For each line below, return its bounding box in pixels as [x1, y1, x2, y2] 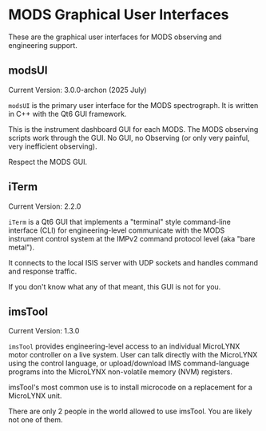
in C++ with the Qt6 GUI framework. [8, 109, 127, 118]
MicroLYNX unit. [8, 391, 62, 401]
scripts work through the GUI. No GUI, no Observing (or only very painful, [8, 133, 250, 142]
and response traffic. [8, 266, 77, 276]
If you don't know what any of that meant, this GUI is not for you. [8, 281, 221, 291]
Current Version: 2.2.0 [8, 202, 81, 211]
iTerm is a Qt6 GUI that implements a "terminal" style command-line [8, 217, 232, 226]
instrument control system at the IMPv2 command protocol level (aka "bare [8, 233, 256, 243]
